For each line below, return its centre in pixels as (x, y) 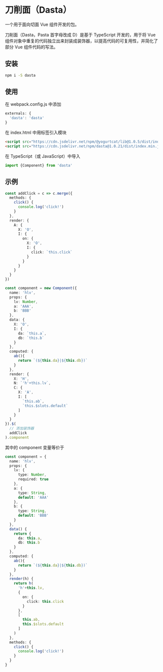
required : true (33, 479)
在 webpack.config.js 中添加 (33, 104)
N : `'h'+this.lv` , (32, 383)
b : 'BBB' (23, 311)
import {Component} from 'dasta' (39, 165)
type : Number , (32, 475)
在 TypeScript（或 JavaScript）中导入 (43, 156)
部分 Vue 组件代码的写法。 (32, 47)
